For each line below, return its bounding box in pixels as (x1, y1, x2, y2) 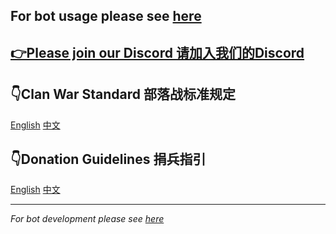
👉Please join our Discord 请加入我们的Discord (10, 44, 305, 61)
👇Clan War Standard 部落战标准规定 (10, 86, 237, 103)
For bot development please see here (10, 213, 165, 225)
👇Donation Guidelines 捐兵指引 (10, 150, 207, 168)
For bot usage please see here (10, 8, 202, 25)
